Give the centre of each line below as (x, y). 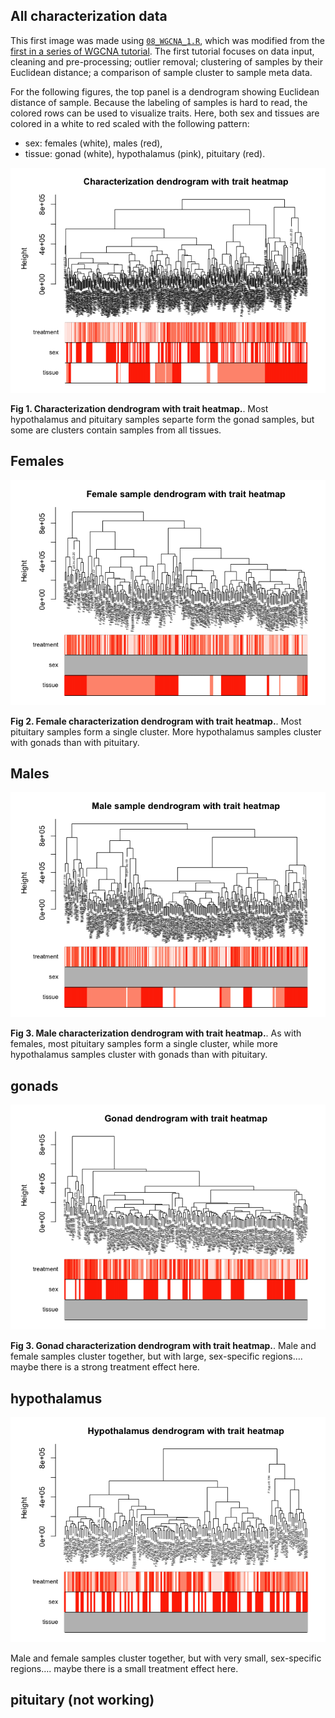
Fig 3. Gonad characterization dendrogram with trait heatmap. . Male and (163, 1346)
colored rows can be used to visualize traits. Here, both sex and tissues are (165, 113)
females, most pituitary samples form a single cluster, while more (144, 1044)
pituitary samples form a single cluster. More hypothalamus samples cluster (166, 731)
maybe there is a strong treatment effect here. (105, 1367)
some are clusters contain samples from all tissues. (116, 430)
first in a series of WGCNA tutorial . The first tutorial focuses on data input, (162, 51)
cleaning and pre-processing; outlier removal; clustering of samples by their (166, 61)
